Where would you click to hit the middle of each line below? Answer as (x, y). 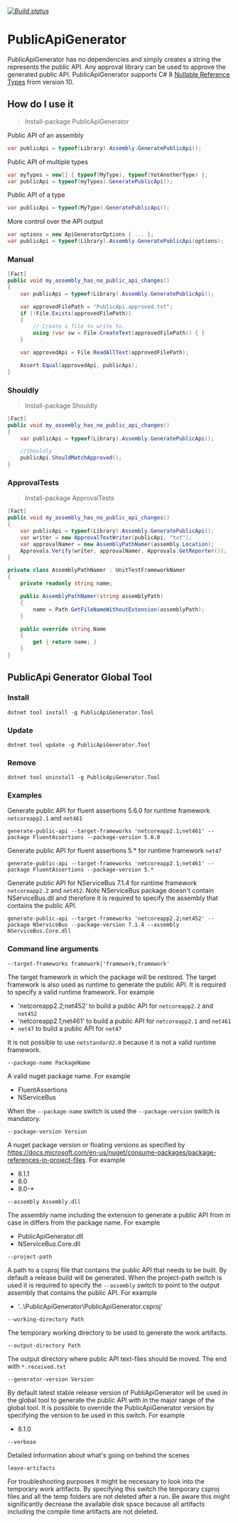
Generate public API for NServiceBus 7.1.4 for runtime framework (102, 883)
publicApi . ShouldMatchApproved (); (71, 458)
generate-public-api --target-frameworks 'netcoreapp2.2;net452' (106, 919)
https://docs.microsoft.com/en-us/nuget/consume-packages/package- (112, 1152)
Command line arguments (53, 949)
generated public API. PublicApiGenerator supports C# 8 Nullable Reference (119, 74)
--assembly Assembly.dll (44, 1202)
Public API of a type (36, 195)
